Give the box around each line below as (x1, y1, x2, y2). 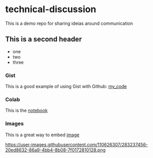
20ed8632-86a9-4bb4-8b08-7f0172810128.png (5, 147, 106, 153)
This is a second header (5, 35, 82, 44)
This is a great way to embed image (5, 132, 80, 138)
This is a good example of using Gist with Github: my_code (5, 84, 127, 90)
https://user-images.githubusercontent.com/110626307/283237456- (5, 141, 148, 147)
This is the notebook (5, 107, 48, 113)
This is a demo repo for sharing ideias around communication (5, 20, 133, 26)
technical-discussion (5, 4, 96, 15)
